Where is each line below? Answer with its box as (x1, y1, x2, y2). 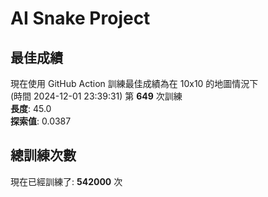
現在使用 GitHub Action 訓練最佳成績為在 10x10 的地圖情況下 (10, 78, 259, 89)
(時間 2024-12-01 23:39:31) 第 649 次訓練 (10, 90, 183, 102)
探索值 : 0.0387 (10, 115, 72, 127)
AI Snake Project (10, 7, 151, 30)
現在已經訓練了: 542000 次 (10, 175, 123, 187)
